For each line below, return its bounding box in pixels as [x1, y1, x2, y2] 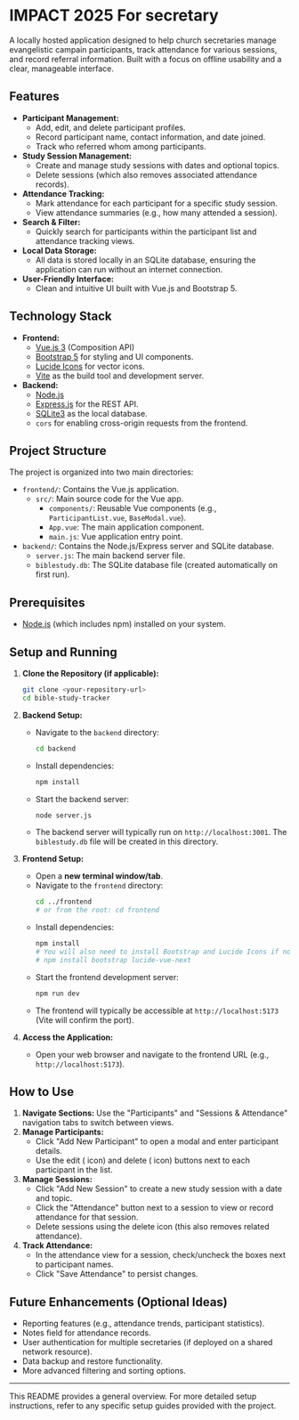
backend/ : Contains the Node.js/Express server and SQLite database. [21, 540, 274, 552]
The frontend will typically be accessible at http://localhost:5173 [35, 1005, 279, 1016]
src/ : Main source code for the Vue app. [35, 493, 184, 504]
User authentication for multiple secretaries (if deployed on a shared [21, 1337, 273, 1348]
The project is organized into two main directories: [9, 467, 194, 477]
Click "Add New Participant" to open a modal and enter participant [35, 1136, 279, 1147]
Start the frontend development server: [35, 971, 180, 982]
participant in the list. [35, 1164, 113, 1175]
